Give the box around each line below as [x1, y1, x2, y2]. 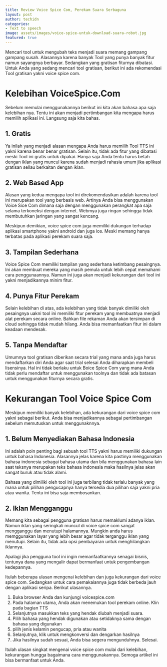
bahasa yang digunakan [12, 621, 62, 627]
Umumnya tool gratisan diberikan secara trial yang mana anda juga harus [5, 354, 156, 360]
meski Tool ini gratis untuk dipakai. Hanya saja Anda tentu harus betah [5, 153, 150, 159]
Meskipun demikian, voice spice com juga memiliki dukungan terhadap [5, 223, 151, 229]
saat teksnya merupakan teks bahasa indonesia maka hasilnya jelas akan [5, 464, 155, 470]
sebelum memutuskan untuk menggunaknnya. [5, 420, 101, 426]
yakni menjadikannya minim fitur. [5, 277, 73, 283]
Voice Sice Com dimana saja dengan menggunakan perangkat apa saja [5, 202, 152, 208]
